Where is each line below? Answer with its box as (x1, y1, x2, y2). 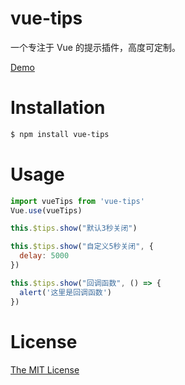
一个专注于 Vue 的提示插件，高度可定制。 (10, 41, 181, 53)
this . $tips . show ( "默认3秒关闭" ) (10, 223, 138, 234)
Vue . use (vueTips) (10, 205, 83, 216)
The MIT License (10, 363, 80, 376)
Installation (10, 97, 106, 119)
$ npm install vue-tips (10, 129, 110, 139)
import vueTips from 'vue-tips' (10, 196, 145, 206)
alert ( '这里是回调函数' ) (19, 287, 113, 297)
